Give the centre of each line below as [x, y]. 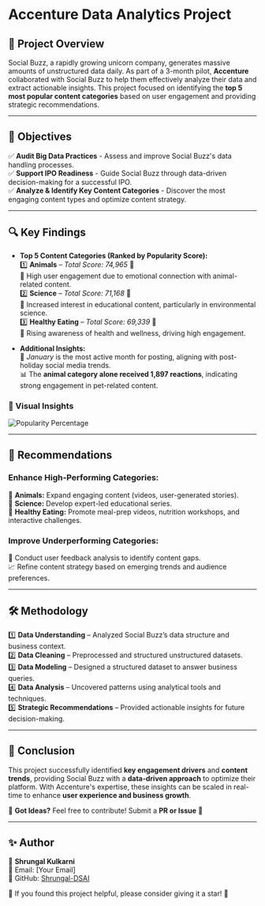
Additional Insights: [52, 348]
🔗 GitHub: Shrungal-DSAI [49, 878]
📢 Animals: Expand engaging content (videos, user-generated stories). [123, 494]
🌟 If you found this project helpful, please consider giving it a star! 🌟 [118, 893]
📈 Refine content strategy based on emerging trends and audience [118, 566]
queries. [22, 678]
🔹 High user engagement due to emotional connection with [115, 276]
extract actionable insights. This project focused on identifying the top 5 [125, 88]
